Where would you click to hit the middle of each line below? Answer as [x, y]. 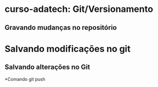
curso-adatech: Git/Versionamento [79, 9]
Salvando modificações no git [68, 49]
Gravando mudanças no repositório [61, 28]
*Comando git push [25, 79]
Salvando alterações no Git [47, 67]
